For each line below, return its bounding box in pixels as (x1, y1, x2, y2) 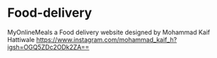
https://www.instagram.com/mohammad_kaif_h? (36, 35, 178, 43)
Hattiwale (7, 35, 35, 43)
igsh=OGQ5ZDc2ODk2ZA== (7, 43, 89, 51)
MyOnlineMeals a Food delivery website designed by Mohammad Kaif (7, 28, 211, 36)
